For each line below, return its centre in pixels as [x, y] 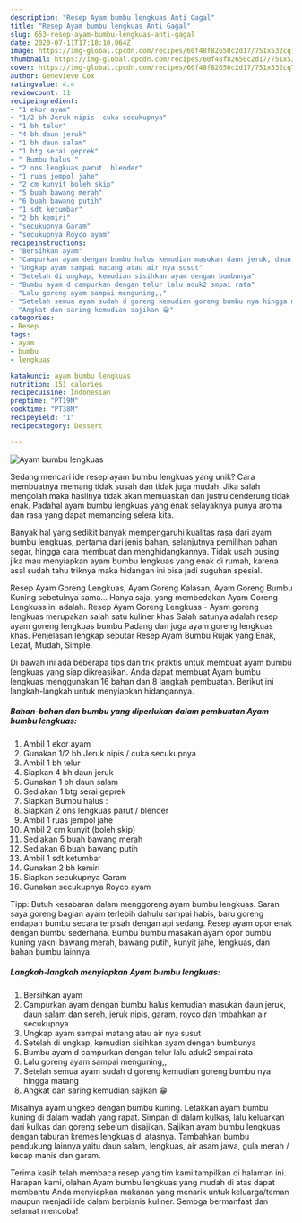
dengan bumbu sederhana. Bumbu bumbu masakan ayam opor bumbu [141, 932]
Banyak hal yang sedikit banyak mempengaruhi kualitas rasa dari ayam [141, 532]
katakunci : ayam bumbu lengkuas [70, 376]
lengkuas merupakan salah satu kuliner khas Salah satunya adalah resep [144, 616]
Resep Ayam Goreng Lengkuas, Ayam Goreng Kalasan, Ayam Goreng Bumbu [151, 588]
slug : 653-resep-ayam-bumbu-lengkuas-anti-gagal [103, 34]
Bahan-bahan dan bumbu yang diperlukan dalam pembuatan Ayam [140, 712]
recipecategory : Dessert [56, 426]
